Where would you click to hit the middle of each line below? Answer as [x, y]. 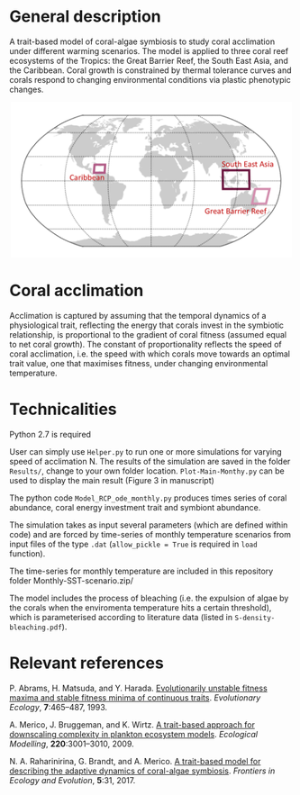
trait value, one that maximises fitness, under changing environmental [139, 364]
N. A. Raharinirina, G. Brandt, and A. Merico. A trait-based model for [135, 762]
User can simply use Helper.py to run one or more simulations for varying [145, 452]
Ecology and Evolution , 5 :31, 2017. [73, 781]
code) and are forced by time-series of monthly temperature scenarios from [150, 535]
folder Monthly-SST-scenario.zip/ [71, 581]
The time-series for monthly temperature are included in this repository [141, 571]
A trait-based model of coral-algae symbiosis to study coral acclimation [142, 41]
